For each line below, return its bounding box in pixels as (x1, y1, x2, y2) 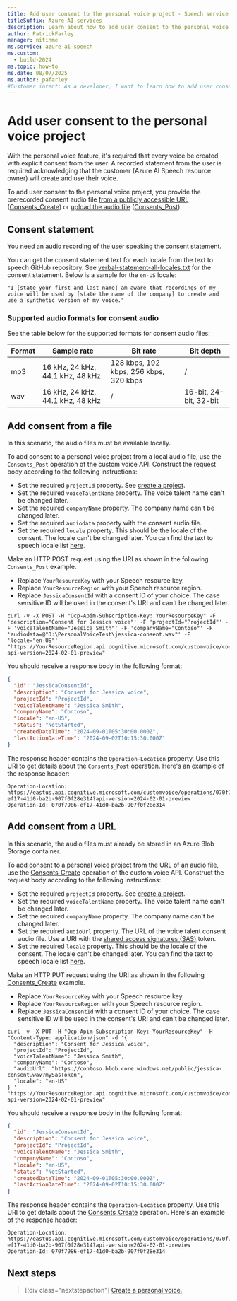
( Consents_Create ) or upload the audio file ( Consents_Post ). (7, 203, 182, 211)
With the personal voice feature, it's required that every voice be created (7, 151, 219, 160)
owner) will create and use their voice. (7, 174, 119, 182)
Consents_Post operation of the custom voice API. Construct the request (7, 460, 217, 469)
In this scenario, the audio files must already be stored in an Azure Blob (7, 839, 215, 848)
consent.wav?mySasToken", (7, 1071, 83, 1078)
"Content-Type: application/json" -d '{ (7, 1034, 128, 1042)
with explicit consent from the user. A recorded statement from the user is (7, 159, 222, 168)
